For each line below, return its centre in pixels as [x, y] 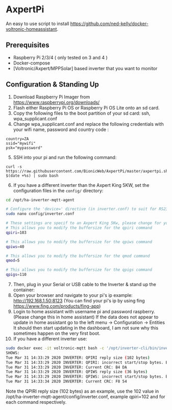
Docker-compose [32, 63]
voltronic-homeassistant [31, 29]
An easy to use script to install [38, 24]
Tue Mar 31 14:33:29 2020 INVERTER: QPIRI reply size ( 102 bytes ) [78, 358]
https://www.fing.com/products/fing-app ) [57, 306]
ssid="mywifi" [21, 143]
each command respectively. [36, 402]
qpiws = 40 [15, 247]
